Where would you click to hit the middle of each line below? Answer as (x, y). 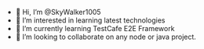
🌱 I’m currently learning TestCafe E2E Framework (95, 28)
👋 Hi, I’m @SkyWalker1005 (58, 12)
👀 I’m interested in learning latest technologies (90, 20)
